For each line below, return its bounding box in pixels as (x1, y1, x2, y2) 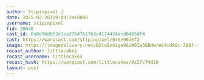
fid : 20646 (6, 25, 34, 32)
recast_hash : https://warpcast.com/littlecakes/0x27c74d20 (6, 59, 159, 65)
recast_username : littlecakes (6, 54, 83, 60)
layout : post (6, 64, 39, 71)
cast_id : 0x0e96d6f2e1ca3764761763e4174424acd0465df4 (6, 31, 146, 37)
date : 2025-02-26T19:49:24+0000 (6, 14, 88, 20)
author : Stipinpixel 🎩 (6, 8, 64, 15)
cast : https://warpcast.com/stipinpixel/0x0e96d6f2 (6, 37, 140, 43)
